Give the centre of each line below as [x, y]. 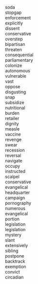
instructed [15, 171]
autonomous [18, 71]
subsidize [15, 102]
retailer [12, 118]
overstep [14, 39]
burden [12, 113]
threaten [13, 50]
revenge [13, 140]
